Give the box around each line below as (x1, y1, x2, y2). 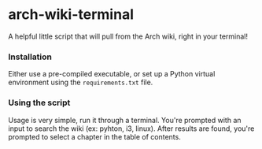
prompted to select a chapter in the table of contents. (8, 132, 181, 141)
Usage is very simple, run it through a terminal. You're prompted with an (8, 115, 242, 125)
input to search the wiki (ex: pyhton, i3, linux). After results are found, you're (8, 124, 255, 133)
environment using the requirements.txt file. (8, 77, 153, 88)
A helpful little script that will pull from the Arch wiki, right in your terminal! (8, 32, 248, 41)
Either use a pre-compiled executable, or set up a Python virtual (8, 69, 216, 79)
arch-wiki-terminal (8, 6, 134, 24)
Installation (8, 51, 53, 62)
